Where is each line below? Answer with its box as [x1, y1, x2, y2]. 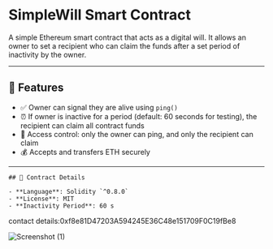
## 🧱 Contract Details [8, 173, 85, 182]
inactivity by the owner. [8, 49, 87, 59]
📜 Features [8, 81, 64, 95]
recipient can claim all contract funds [19, 120, 145, 131]
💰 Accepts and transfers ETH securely [19, 147, 150, 157]
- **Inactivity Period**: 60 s [8, 201, 115, 210]
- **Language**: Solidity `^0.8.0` [8, 187, 129, 195]
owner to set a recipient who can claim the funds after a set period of [8, 41, 240, 50]
